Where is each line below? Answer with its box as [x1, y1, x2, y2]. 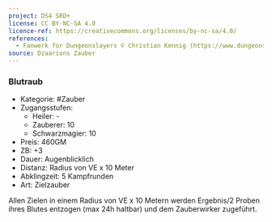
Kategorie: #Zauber [19, 94, 86, 104]
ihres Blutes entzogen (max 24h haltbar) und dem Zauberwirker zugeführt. [8, 204, 257, 214]
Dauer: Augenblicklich [19, 154, 95, 164]
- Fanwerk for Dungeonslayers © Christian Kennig [15, 42, 186, 50]
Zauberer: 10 [32, 120, 75, 130]
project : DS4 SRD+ [8, 11, 70, 20]
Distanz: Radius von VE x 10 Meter [19, 163, 135, 173]
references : [8, 34, 49, 43]
